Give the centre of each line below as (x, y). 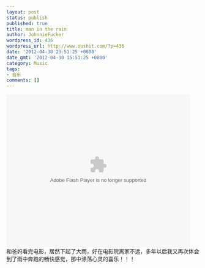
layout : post (23, 12)
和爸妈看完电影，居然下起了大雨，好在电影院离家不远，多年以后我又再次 (97, 251)
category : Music (27, 63)
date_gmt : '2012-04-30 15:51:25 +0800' (57, 58)
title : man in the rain (37, 29)
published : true (27, 23)
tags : (13, 69)
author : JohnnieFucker (35, 35)
